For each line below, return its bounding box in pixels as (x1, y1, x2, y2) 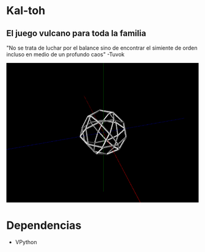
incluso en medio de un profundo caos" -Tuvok (6, 51, 125, 58)
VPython (15, 239, 37, 246)
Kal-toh (6, 4, 46, 18)
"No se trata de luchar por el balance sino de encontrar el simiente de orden (6, 44, 198, 51)
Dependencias (6, 218, 82, 232)
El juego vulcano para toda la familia (6, 28, 146, 39)
